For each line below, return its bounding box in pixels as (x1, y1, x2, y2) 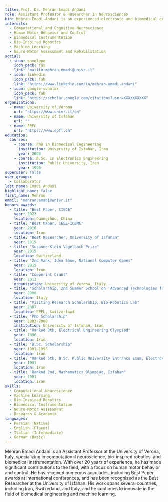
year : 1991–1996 (14, 346, 48, 351)
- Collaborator (9, 179, 41, 184)
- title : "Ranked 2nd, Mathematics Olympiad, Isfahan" (9, 370, 126, 375)
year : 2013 (14, 277, 37, 282)
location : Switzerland (14, 253, 61, 259)
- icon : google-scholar (9, 86, 59, 91)
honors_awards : (5, 202, 37, 207)
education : (5, 133, 28, 138)
